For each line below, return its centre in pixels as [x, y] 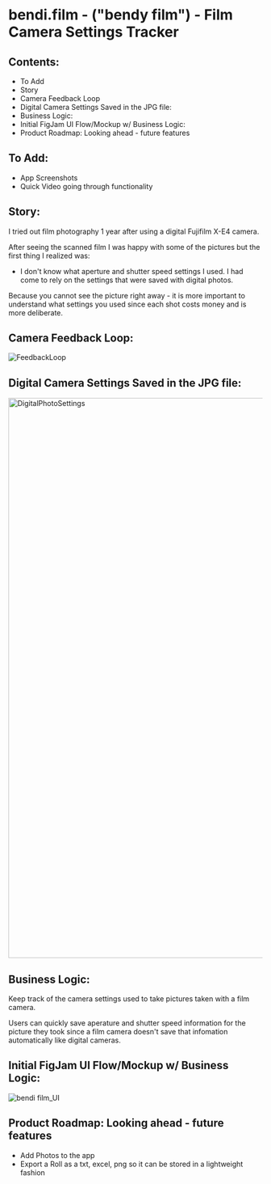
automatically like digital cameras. [65, 1040]
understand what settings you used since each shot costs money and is [127, 304]
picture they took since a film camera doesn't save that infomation [118, 1032]
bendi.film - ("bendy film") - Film [121, 15]
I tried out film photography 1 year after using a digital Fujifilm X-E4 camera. [134, 231]
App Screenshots [49, 178]
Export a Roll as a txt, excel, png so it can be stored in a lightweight [131, 1164]
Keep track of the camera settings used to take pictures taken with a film [129, 999]
